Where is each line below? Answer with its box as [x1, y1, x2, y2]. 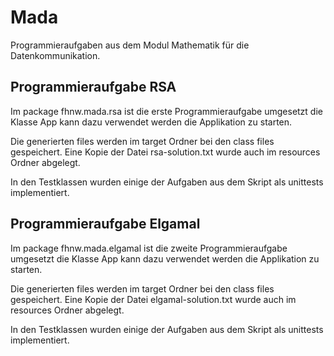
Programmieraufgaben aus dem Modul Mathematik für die [10, 39, 250, 51]
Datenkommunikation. [10, 49, 101, 61]
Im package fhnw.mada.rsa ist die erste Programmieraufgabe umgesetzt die [10, 105, 323, 117]
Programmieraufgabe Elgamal [10, 216, 201, 233]
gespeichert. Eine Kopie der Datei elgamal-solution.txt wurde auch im [10, 293, 297, 305]
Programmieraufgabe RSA [10, 79, 177, 96]
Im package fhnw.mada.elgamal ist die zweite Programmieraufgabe [10, 242, 288, 254]
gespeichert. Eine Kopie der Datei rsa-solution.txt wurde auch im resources [10, 146, 321, 158]
